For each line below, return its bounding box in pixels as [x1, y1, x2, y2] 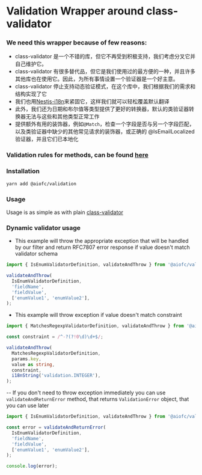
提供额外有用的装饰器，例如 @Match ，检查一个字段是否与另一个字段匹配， [14, 120, 195, 127]
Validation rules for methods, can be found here [6, 151, 148, 159]
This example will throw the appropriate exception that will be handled [14, 237, 189, 245]
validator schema [14, 250, 58, 257]
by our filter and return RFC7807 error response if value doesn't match [14, 244, 191, 251]
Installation [6, 167, 40, 176]
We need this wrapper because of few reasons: [6, 38, 147, 47]
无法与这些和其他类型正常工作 [25, 113, 100, 120]
